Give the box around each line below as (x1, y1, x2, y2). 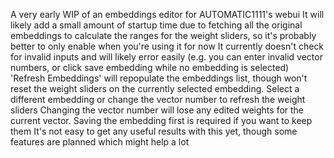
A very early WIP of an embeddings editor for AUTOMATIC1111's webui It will (10, 9, 325, 20)
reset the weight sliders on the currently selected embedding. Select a (10, 83, 300, 94)
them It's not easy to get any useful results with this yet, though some (10, 125, 298, 137)
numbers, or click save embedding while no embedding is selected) (10, 62, 290, 73)
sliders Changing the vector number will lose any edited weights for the (10, 104, 305, 116)
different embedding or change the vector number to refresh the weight (10, 94, 306, 105)
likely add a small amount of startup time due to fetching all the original (10, 19, 303, 31)
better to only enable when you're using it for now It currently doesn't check (10, 40, 325, 52)
